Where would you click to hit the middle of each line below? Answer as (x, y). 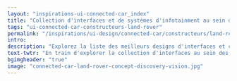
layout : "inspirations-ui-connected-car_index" (79, 14)
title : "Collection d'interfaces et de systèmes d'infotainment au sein (116, 20)
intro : (17, 40)
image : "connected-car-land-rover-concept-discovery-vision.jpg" (105, 66)
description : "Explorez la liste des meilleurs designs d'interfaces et (116, 46)
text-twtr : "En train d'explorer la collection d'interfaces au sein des (118, 54)
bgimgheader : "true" (38, 60)
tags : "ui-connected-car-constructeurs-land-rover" (85, 27)
